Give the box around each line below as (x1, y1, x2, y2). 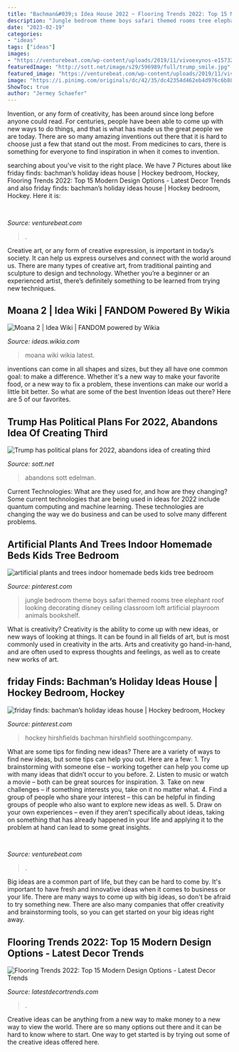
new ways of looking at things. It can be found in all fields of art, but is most (7, 632, 230, 641)
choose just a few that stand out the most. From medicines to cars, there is (7, 140, 227, 148)
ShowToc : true (7, 83, 50, 91)
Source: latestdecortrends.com (7, 987, 99, 996)
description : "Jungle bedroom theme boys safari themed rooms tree (7, 17, 212, 24)
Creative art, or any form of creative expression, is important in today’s (7, 246, 215, 254)
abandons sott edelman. (24, 473, 96, 482)
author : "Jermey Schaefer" (7, 90, 87, 97)
